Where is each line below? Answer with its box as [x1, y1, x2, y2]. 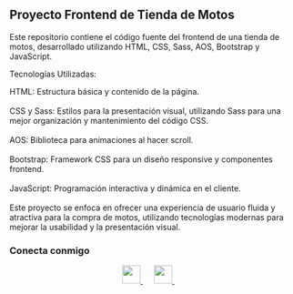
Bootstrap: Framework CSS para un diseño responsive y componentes [9, 154, 273, 165]
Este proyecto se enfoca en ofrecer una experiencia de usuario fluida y [9, 202, 276, 213]
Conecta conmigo [9, 244, 90, 257]
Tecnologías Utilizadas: [9, 68, 97, 79]
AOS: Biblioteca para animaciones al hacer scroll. [9, 134, 194, 145]
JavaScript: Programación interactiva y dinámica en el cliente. [9, 182, 241, 194]
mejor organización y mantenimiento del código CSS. [9, 115, 209, 126]
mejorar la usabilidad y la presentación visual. [9, 221, 181, 232]
